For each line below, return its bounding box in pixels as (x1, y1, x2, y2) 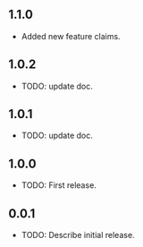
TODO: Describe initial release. (21, 230, 135, 241)
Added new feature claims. (21, 30, 122, 41)
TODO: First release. (21, 180, 97, 191)
